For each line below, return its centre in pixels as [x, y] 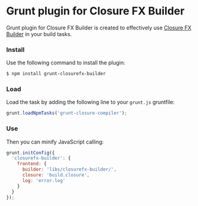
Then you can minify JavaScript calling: [55, 142]
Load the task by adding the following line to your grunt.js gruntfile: [91, 102]
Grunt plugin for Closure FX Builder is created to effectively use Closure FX [99, 28]
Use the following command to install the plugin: [66, 63]
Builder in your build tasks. [39, 34]
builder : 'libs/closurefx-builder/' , [69, 169]
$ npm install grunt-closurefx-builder [56, 74]
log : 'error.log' [44, 180]
